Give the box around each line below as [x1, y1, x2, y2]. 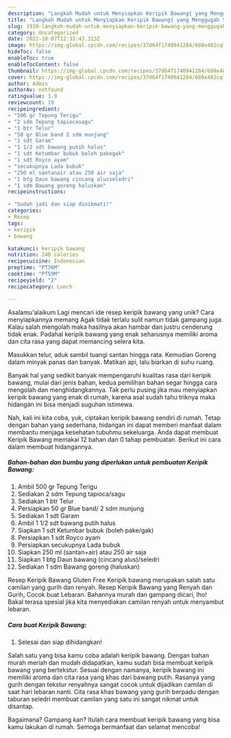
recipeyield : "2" [8, 277, 58, 284]
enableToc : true [8, 55, 54, 62]
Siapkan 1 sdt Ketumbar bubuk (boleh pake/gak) [17, 526, 154, 534]
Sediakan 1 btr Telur [17, 497, 74, 506]
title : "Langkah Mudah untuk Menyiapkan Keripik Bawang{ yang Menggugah [8, 16, 220, 23]
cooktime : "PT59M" [8, 271, 60, 278]
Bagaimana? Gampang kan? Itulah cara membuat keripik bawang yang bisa [8, 715, 220, 724]
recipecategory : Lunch [8, 283, 73, 290]
